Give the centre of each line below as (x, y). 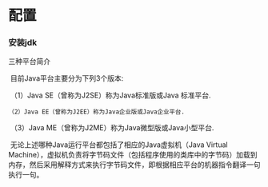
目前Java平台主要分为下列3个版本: (67, 78)
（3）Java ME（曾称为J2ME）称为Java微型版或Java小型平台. (112, 128)
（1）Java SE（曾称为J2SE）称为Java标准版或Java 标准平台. (110, 95)
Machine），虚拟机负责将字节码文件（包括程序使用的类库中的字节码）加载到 (133, 155)
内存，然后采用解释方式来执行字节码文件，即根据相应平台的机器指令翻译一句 (134, 165)
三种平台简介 (29, 62)
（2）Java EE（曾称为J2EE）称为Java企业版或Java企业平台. (97, 112)
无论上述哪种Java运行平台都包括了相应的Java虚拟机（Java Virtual (119, 145)
